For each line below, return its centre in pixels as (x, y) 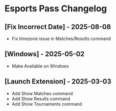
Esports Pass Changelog (56, 9)
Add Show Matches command (42, 93)
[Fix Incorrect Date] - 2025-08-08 (58, 27)
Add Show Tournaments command (47, 104)
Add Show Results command (41, 99)
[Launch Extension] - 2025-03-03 (58, 82)
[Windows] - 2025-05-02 (44, 54)
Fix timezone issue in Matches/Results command (61, 38)
